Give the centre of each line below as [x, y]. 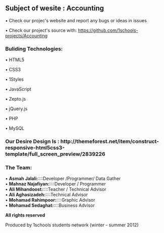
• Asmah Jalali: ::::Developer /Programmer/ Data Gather [63, 178]
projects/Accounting [26, 35]
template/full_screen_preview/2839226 [55, 154]
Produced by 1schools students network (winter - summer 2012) [72, 225]
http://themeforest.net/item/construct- [110, 142]
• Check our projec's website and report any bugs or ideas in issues [76, 20]
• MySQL [15, 128]
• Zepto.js [16, 99]
